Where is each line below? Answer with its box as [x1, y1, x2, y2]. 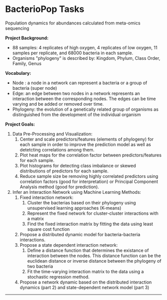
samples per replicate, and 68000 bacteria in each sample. [12, 50, 133, 56]
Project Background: [5, 35, 49, 41]
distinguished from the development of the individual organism [12, 111, 141, 118]
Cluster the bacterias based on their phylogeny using [27, 199, 136, 205]
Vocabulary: [5, 70, 31, 76]
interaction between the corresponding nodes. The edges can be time [12, 96, 156, 102]
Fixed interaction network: [19, 194, 74, 200]
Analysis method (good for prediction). [19, 183, 99, 190]
